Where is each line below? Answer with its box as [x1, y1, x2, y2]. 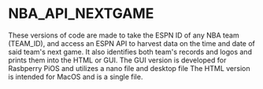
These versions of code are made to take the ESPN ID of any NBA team [8, 30, 239, 40]
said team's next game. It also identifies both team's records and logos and [8, 47, 252, 56]
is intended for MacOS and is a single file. [8, 72, 143, 81]
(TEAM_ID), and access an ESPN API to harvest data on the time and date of [8, 38, 256, 48]
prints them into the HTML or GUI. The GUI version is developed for [8, 55, 227, 65]
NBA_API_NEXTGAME [8, 5, 154, 23]
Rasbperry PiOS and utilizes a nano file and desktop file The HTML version [8, 63, 250, 73]
